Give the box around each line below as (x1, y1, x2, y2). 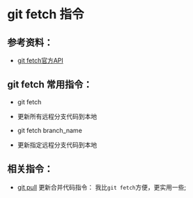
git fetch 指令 (7, 6, 84, 22)
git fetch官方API (17, 57, 64, 64)
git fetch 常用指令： (7, 78, 93, 91)
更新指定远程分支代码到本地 (17, 141, 98, 149)
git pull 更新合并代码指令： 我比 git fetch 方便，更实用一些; (17, 183, 187, 191)
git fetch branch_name (17, 126, 82, 134)
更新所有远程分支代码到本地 (17, 112, 98, 120)
